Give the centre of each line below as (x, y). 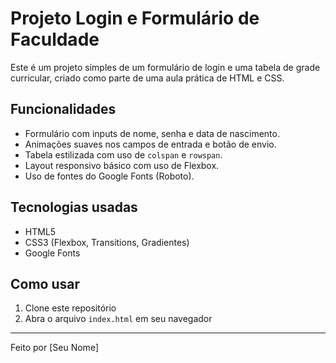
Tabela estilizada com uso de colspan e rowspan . (123, 154)
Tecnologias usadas (74, 207)
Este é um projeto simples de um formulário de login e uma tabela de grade (165, 67)
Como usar (45, 283)
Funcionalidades (63, 109)
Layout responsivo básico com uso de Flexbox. (122, 165)
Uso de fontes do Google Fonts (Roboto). (109, 176)
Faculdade (55, 39)
